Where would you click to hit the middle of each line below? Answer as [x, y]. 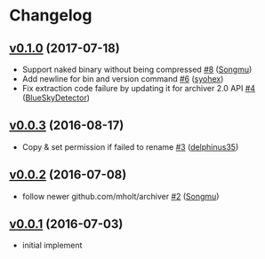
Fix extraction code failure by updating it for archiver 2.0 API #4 [139, 88]
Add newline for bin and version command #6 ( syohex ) [123, 79]
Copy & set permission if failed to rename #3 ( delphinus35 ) [130, 146]
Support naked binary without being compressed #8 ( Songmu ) [137, 69]
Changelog [51, 16]
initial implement [52, 246]
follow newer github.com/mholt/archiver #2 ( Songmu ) [120, 196]
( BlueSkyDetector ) [56, 98]
